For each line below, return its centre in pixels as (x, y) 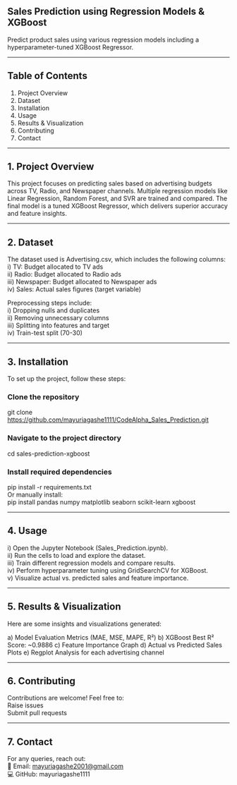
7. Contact (30, 742)
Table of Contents (48, 76)
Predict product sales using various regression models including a (103, 39)
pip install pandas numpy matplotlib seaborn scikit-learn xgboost (102, 502)
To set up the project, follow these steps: (67, 379)
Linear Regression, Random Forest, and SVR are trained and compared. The (117, 199)
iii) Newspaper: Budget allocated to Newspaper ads (82, 282)
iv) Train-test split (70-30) (45, 333)
